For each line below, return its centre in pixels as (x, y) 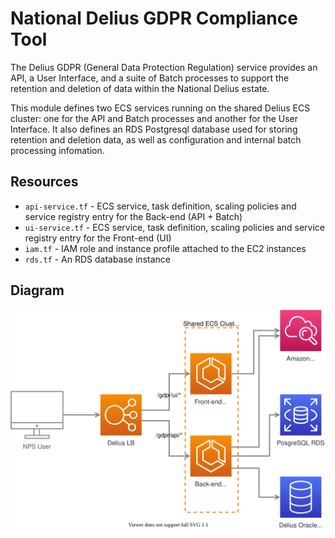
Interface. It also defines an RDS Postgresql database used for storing (154, 129)
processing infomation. (57, 150)
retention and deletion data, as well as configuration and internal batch (156, 139)
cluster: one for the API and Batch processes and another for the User (154, 118)
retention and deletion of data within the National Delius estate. (140, 88)
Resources (44, 182)
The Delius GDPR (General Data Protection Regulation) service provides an (164, 67)
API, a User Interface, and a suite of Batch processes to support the (150, 78)
